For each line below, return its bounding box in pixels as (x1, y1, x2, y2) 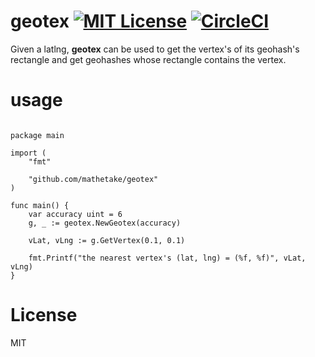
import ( (10, 148, 47, 158)
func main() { (10, 200, 70, 210)
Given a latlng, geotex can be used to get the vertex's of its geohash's (10, 43, 300, 55)
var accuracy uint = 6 (28, 209, 123, 219)
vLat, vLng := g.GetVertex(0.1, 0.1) (28, 235, 186, 245)
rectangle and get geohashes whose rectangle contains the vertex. (10, 53, 287, 65)
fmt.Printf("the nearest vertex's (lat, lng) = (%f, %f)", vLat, (28, 253, 307, 263)
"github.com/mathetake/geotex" (28, 174, 159, 184)
